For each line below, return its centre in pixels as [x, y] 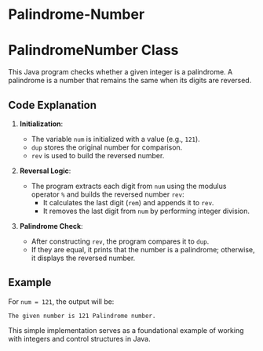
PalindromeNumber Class [93, 51]
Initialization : [41, 124]
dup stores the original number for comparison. [107, 147]
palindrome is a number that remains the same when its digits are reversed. [130, 81]
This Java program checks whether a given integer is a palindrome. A [121, 72]
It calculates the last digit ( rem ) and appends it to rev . [128, 202]
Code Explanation [52, 105]
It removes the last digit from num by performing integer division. [146, 211]
